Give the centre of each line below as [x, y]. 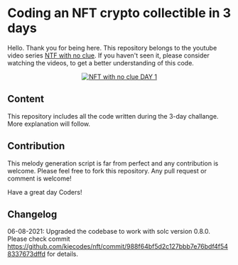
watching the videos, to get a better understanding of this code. [101, 63]
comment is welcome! [40, 178]
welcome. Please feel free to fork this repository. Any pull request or [107, 171]
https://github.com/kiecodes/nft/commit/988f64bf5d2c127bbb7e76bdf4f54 [118, 247]
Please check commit [39, 239]
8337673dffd [27, 254]
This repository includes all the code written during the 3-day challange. [113, 116]
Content [26, 99]
